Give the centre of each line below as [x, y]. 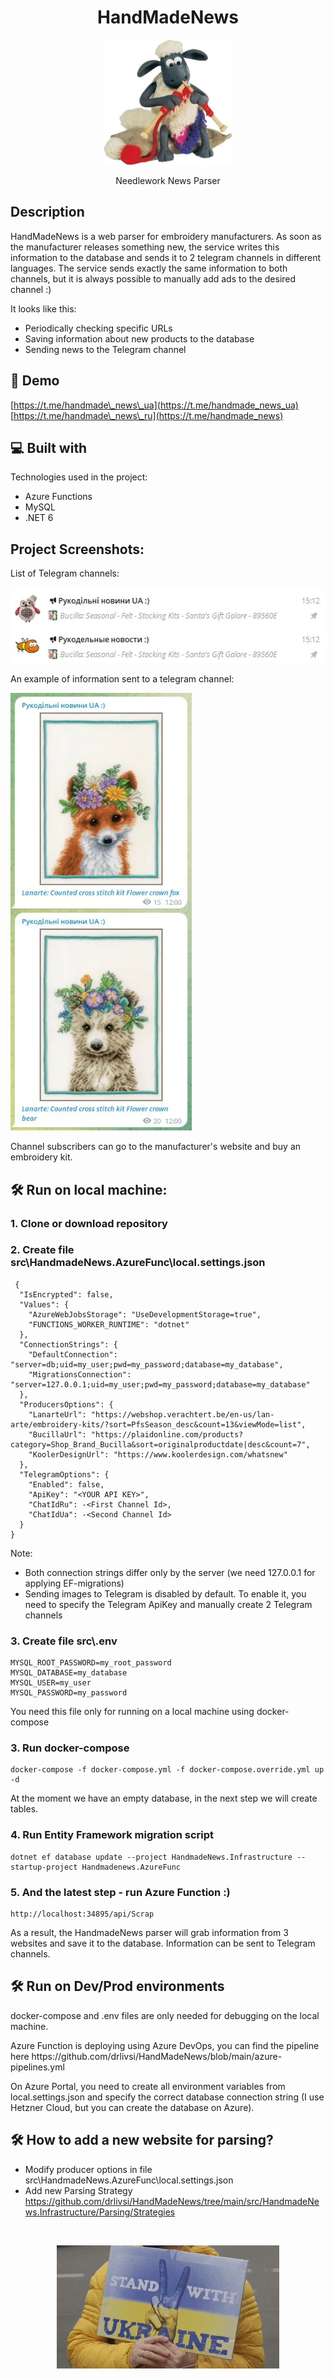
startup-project [44, 1867]
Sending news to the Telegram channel [105, 349]
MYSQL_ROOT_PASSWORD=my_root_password [91, 1663]
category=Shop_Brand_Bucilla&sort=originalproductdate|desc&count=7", [160, 1444]
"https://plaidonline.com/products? [167, 1434]
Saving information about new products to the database [139, 338]
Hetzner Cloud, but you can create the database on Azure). [132, 2107]
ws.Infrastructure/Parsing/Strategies [100, 2212]
